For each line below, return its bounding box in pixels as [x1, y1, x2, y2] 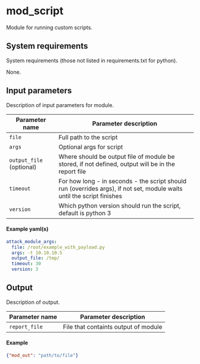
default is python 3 [58, 209, 111, 217]
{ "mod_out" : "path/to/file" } [6, 353, 79, 359]
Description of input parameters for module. [6, 101, 114, 108]
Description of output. [6, 299, 60, 306]
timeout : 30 [11, 261, 42, 267]
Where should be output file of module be [58, 152, 175, 161]
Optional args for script [58, 143, 123, 151]
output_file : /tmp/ [11, 255, 60, 261]
